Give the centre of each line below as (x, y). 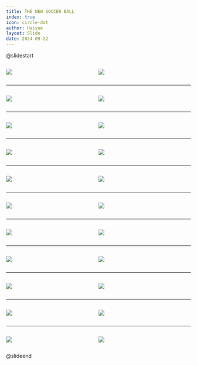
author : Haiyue (25, 28)
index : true (21, 17)
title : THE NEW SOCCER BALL (40, 11)
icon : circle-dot (27, 22)
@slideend (19, 356)
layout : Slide (23, 33)
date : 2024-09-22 (27, 39)
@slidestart (20, 55)
